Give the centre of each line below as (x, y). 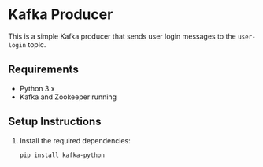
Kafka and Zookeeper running (68, 97)
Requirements (43, 70)
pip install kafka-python (62, 155)
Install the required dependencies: (75, 140)
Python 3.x (37, 88)
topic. (37, 44)
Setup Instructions (55, 122)
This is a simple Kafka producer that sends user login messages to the (122, 36)
